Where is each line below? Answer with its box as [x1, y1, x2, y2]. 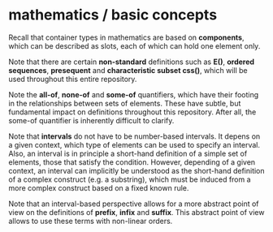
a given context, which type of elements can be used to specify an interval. [8, 140, 260, 149]
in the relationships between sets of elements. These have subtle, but [8, 98, 241, 108]
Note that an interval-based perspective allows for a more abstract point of [8, 199, 259, 208]
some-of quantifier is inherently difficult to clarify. [8, 115, 175, 125]
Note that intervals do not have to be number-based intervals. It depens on [8, 131, 261, 141]
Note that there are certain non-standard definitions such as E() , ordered [8, 57, 254, 67]
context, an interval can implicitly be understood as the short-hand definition [8, 165, 266, 175]
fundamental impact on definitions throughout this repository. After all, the [8, 107, 257, 117]
